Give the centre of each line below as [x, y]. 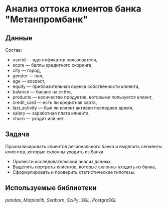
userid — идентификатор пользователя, [55, 60]
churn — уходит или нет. [39, 118]
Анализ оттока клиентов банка [73, 9]
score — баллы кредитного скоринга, [52, 65]
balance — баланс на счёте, [42, 92]
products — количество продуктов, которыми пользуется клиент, [82, 97]
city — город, [27, 70]
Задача [17, 134]
